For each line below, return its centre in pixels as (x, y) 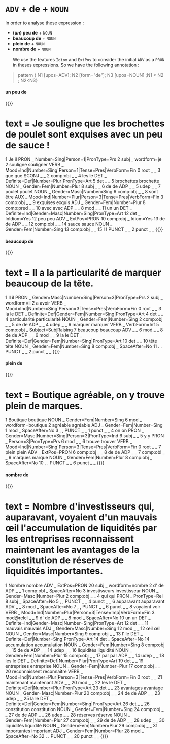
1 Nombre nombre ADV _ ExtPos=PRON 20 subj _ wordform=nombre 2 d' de (84, 585)
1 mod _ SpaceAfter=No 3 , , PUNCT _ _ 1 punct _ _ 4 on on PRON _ (75, 431)
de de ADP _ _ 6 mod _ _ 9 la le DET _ (44, 335)
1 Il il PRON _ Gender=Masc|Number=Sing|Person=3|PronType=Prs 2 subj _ (84, 298)
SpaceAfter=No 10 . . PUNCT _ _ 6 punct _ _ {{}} (55, 463)
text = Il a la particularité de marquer (83, 273)
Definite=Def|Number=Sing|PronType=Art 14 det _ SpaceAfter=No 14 (77, 639)
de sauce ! (27, 145)
